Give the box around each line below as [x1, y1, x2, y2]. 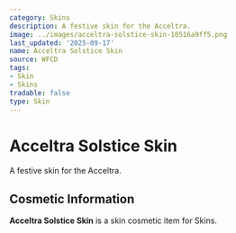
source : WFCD [9, 55, 59, 64]
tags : [9, 64, 30, 73]
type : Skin [9, 96, 50, 106]
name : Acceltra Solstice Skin [9, 47, 123, 56]
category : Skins [9, 13, 70, 22]
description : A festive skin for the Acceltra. [9, 22, 192, 31]
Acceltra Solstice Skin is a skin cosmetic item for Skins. [9, 215, 218, 226]
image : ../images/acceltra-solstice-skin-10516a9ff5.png [9, 30, 228, 39]
